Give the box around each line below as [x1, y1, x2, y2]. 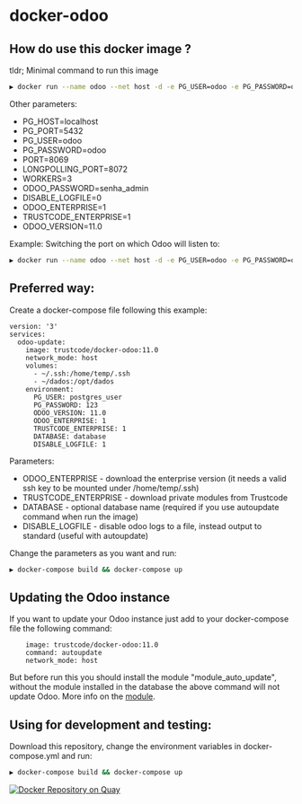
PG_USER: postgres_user [32, 393, 123, 402]
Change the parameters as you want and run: [9, 547, 177, 558]
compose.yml [9, 751, 60, 762]
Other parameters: [9, 98, 78, 109]
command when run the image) [22, 511, 139, 522]
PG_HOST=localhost [22, 116, 99, 127]
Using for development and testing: [9, 717, 212, 732]
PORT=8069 [22, 154, 69, 164]
